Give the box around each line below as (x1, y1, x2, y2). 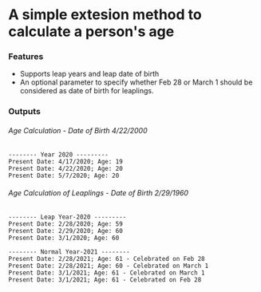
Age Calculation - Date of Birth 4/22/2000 (8, 126, 148, 135)
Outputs (8, 106, 42, 117)
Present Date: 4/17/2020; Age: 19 (8, 157, 124, 165)
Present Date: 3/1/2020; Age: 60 (8, 234, 120, 242)
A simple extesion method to (8, 6, 202, 24)
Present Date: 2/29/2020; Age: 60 (8, 227, 124, 235)
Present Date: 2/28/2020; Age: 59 (8, 219, 124, 228)
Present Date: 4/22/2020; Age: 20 (8, 164, 124, 172)
